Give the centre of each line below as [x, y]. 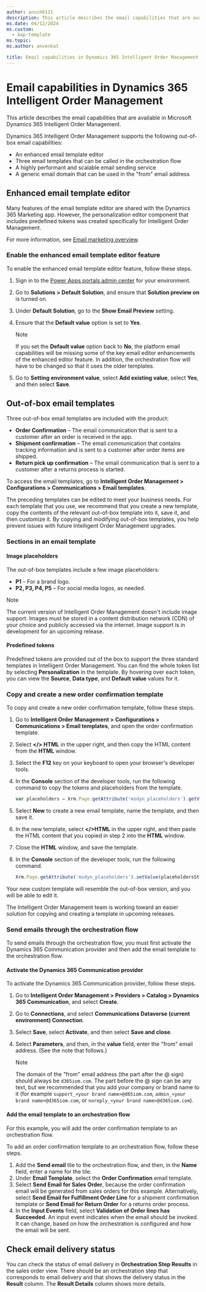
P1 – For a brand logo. [43, 581]
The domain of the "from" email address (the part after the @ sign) [99, 1074]
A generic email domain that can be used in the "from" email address [102, 174]
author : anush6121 [30, 12]
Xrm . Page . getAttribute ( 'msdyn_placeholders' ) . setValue [87, 877]
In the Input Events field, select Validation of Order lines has [93, 1210]
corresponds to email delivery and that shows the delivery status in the [96, 1277]
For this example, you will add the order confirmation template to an [92, 1128]
